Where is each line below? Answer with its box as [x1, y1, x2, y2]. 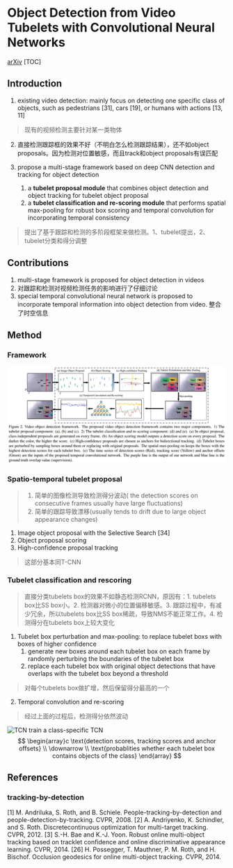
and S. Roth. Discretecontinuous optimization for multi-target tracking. [7, 823, 209, 832]
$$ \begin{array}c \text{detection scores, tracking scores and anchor [17, 736, 217, 745]
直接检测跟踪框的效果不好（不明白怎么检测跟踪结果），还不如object [17, 140, 209, 148]
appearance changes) [34, 515, 98, 523]
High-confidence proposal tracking [17, 543, 118, 552]
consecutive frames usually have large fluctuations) [34, 499, 183, 507]
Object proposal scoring [17, 536, 87, 544]
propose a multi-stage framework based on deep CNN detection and [17, 162, 215, 171]
